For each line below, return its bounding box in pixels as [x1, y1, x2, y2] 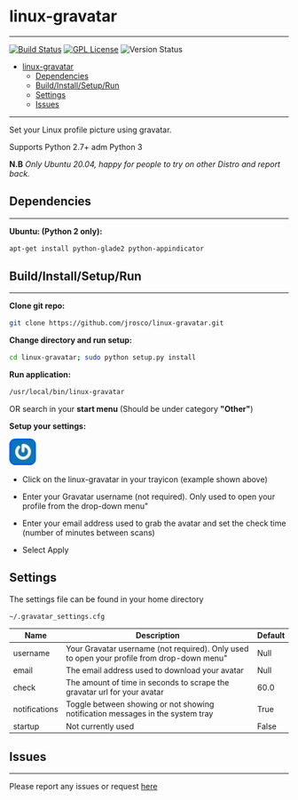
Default [256, 630, 286, 641]
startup [12, 721, 40, 732]
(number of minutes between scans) [21, 527, 155, 538]
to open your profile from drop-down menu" [66, 653, 228, 663]
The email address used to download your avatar [66, 664, 244, 676]
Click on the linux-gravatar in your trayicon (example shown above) [21, 474, 268, 485]
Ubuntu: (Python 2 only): [9, 226, 103, 236]
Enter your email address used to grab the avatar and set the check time [21, 518, 286, 529]
